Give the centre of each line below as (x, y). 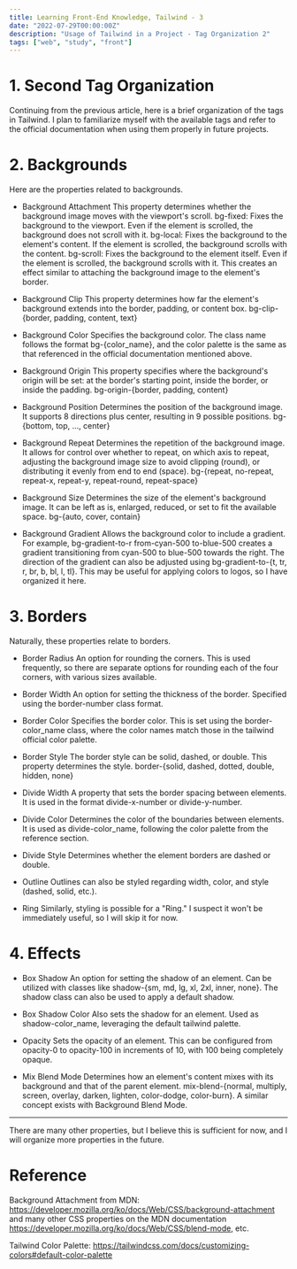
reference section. (55, 839)
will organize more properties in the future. (87, 1140)
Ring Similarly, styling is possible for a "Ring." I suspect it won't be (142, 909)
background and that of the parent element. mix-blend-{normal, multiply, (154, 1086)
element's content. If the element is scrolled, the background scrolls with (154, 244)
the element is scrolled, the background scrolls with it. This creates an (149, 263)
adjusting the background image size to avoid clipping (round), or (141, 462)
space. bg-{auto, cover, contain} (81, 517)
